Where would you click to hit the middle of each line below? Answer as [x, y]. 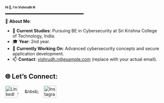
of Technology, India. [34, 36]
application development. [38, 54]
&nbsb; [32, 91]
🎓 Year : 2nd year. [31, 41]
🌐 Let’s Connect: [32, 77]
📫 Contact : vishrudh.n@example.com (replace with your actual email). [85, 59]
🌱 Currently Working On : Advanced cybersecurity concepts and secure [86, 49]
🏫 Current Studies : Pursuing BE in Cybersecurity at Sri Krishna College [84, 31]
